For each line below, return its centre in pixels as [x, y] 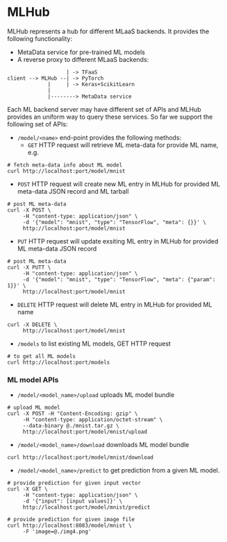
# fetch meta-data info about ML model [65, 165]
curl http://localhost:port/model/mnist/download [81, 458]
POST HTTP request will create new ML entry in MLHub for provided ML [119, 184]
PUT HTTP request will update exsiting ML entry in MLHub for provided [118, 241]
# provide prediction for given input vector [74, 483]
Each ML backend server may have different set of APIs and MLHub [104, 109]
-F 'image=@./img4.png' [57, 532]
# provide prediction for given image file [71, 520]
